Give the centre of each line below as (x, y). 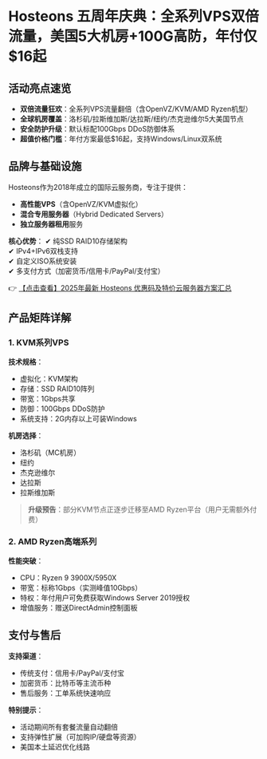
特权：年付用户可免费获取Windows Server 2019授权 (105, 597)
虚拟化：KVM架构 (49, 378)
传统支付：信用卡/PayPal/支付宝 (72, 673)
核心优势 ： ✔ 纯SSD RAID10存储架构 (68, 241)
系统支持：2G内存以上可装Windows (78, 418)
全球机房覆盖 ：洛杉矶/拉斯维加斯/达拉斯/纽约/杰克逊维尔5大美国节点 (132, 119)
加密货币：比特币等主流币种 (65, 682)
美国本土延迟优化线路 (55, 746)
